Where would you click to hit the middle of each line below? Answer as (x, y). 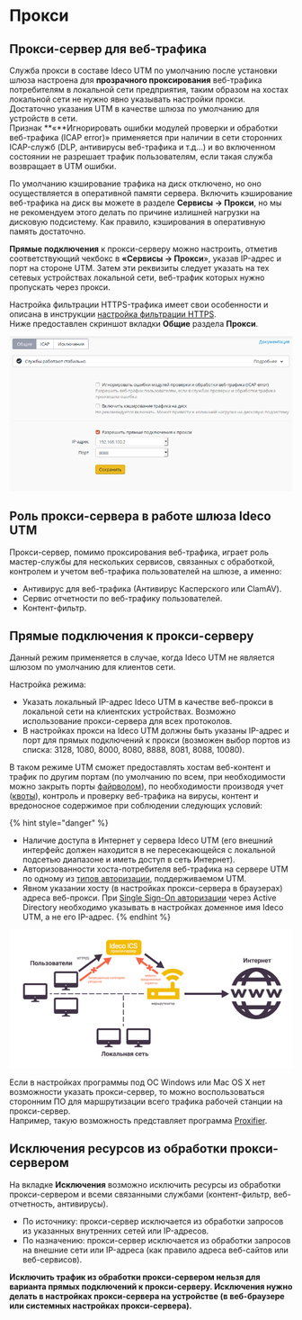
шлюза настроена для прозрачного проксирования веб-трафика (136, 80)
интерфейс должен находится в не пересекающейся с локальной (149, 850)
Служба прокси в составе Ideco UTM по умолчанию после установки (143, 70)
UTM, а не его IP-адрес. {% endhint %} (96, 917)
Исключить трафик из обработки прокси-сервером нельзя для (135, 1277)
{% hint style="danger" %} (59, 823)
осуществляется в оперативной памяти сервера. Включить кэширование (151, 193)
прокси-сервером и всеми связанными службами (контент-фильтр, (141, 1194)
